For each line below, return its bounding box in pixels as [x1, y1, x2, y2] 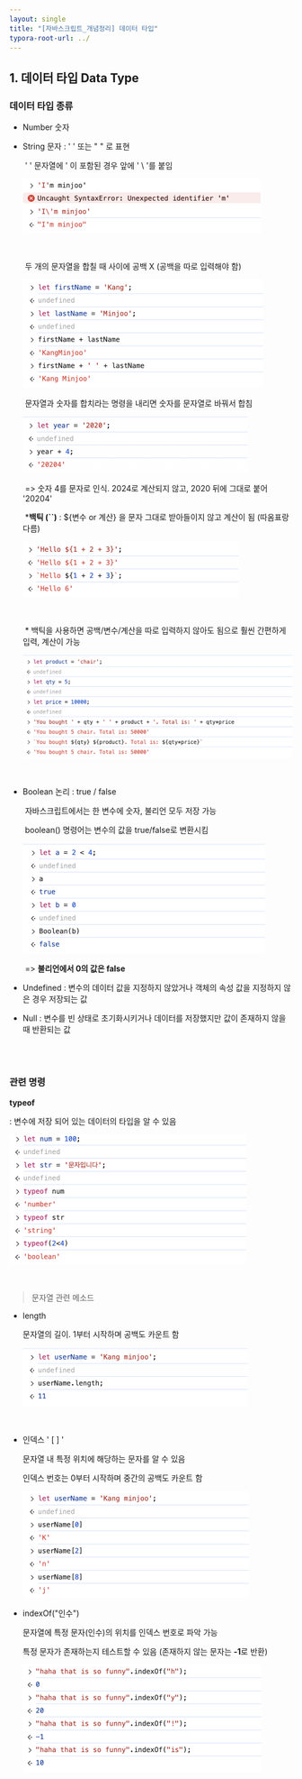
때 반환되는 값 [22, 1024, 71, 1035]
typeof [9, 1096, 36, 1108]
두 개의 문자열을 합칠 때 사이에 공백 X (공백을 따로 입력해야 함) [24, 261, 242, 272]
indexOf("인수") [22, 1608, 80, 1619]
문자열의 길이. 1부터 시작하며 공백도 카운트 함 [22, 1328, 180, 1339]
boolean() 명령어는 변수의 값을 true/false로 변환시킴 [24, 825, 209, 836]
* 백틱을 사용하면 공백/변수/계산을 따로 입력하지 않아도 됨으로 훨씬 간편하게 [24, 625, 287, 636]
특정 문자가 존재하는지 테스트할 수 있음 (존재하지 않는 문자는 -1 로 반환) [22, 1646, 268, 1656]
